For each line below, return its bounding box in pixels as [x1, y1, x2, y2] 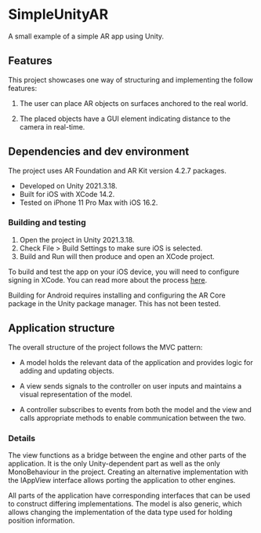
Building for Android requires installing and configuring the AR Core [8, 290, 226, 300]
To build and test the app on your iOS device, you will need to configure [8, 267, 240, 276]
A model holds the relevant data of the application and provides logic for [19, 357, 253, 367]
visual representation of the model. [19, 389, 133, 399]
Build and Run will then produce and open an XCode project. [19, 251, 215, 261]
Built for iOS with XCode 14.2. [19, 189, 115, 199]
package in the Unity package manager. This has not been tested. [8, 298, 221, 308]
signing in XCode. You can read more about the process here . [8, 275, 208, 284]
